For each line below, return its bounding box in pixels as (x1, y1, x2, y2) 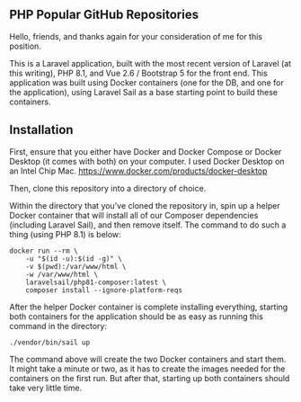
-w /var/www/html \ (25, 270, 99, 279)
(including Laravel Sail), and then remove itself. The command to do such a (9, 219, 287, 230)
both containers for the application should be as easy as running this (9, 310, 263, 322)
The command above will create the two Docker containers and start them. (9, 353, 287, 364)
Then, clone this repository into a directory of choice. (9, 183, 207, 193)
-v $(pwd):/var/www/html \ (25, 262, 127, 271)
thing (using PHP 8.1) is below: (9, 228, 121, 239)
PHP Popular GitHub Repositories (9, 7, 199, 22)
